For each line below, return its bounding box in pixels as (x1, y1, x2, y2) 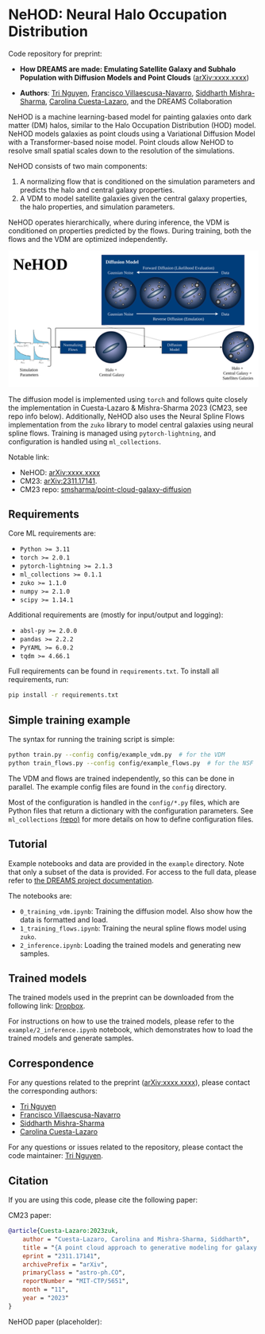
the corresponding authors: (8, 1086, 98, 1096)
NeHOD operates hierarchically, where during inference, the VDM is (8, 217, 230, 227)
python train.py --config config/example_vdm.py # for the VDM (8, 751, 225, 759)
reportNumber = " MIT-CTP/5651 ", (22, 1277, 129, 1285)
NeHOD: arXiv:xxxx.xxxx (19, 467, 101, 477)
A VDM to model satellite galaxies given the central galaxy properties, (19, 193, 248, 203)
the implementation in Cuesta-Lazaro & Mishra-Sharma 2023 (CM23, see (8, 403, 248, 412)
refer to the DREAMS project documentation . (8, 876, 155, 885)
